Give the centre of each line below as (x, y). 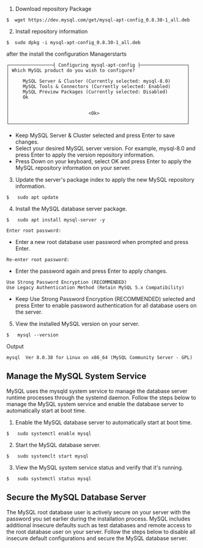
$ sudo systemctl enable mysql (49, 434)
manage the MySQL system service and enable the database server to (95, 404)
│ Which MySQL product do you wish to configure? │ (98, 70)
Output (15, 346)
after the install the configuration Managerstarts (67, 54)
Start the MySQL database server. (58, 445)
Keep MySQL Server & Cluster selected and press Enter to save (95, 135)
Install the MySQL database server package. (71, 209)
